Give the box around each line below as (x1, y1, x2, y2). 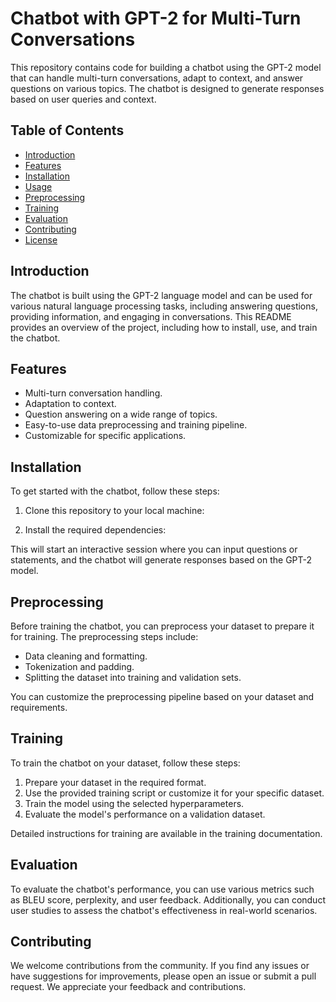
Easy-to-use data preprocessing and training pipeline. (24, 419, 248, 431)
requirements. (10, 702, 68, 713)
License (24, 233, 58, 246)
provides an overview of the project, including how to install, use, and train (10, 321, 318, 333)
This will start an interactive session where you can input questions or (10, 543, 298, 556)
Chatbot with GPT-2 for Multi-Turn (10, 7, 302, 30)
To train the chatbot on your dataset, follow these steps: (10, 757, 241, 769)
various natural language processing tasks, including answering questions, (10, 300, 318, 312)
